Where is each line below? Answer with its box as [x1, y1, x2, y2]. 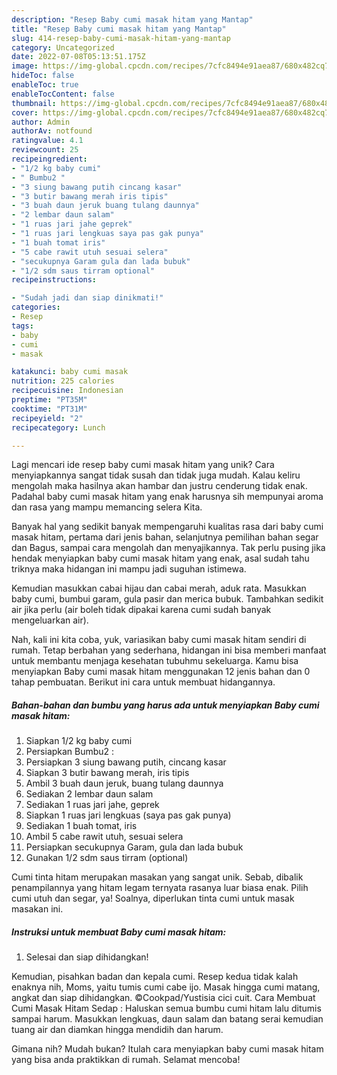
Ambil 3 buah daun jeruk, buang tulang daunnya [25, 777, 224, 790]
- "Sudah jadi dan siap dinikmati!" [11, 293, 164, 303]
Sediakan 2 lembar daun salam [25, 788, 154, 800]
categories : [11, 302, 61, 313]
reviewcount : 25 [11, 145, 79, 155]
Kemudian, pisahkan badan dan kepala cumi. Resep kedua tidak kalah [11, 971, 299, 983]
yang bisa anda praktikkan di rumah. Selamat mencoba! [11, 1054, 241, 1066]
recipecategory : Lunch [11, 422, 106, 433]
